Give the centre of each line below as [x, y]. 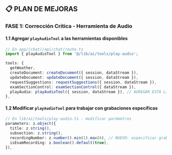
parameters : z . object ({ [31, 124]
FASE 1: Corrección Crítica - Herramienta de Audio [69, 26]
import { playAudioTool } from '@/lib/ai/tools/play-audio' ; [72, 54]
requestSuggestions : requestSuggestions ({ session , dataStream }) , [83, 82]
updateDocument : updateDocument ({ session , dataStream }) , [74, 77]
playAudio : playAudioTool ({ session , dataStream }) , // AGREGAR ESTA [85, 92]
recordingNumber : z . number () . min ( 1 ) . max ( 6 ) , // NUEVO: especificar [83, 138]
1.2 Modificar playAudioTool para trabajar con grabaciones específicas [81, 108]
